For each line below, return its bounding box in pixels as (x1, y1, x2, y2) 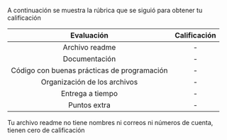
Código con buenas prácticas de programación (11, 65, 168, 75)
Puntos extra (68, 100, 111, 109)
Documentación (62, 54, 116, 63)
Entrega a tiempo (60, 89, 118, 98)
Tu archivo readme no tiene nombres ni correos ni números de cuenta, (7, 119, 214, 126)
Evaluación (70, 31, 109, 40)
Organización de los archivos (40, 77, 138, 87)
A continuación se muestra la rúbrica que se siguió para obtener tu (7, 6, 203, 14)
